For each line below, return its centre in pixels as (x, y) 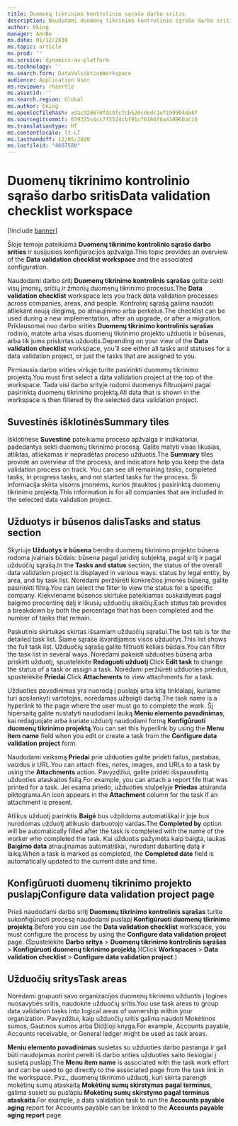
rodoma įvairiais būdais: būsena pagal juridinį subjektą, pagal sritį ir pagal (114, 557)
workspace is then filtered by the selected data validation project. (103, 400)
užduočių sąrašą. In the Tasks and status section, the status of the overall (115, 565)
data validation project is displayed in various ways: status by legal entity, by (119, 572)
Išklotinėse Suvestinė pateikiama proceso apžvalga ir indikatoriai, (103, 439)
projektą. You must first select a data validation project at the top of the (110, 377)
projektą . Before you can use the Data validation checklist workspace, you (117, 927)
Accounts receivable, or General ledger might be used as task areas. (107, 1034)
